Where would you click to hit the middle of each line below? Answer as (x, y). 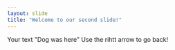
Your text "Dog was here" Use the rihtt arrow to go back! (88, 39)
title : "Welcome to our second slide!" (65, 20)
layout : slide (28, 13)
